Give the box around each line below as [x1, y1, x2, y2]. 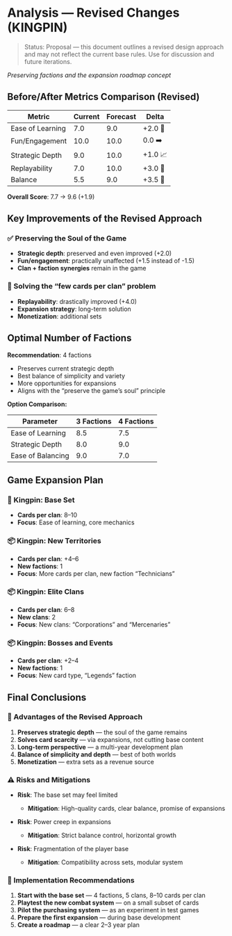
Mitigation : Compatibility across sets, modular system [27, 858, 183, 866]
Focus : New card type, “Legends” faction [17, 671, 137, 679]
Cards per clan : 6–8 [17, 605, 75, 613]
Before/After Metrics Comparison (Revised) [7, 91, 200, 103]
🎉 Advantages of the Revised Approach [7, 712, 143, 722]
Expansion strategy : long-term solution [17, 305, 132, 313]
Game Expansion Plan [7, 474, 104, 486]
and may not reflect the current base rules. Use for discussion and [24, 50, 215, 58]
